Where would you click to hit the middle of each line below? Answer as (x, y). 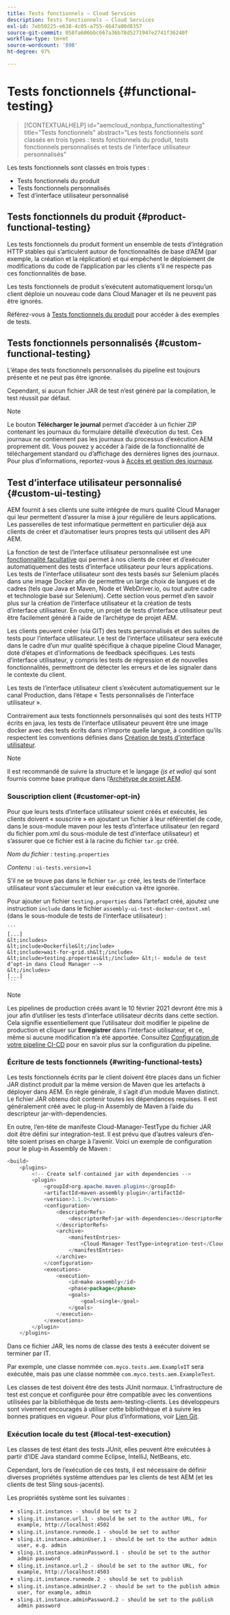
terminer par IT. (29, 1353)
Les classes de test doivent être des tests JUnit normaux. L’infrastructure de (115, 1388)
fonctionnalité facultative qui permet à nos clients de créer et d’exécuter (108, 560)
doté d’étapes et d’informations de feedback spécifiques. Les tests (101, 653)
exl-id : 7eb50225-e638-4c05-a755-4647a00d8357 (75, 26)
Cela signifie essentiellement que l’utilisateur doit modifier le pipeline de (108, 1022)
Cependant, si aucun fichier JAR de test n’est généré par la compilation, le (112, 391)
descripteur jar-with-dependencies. (57, 1113)
